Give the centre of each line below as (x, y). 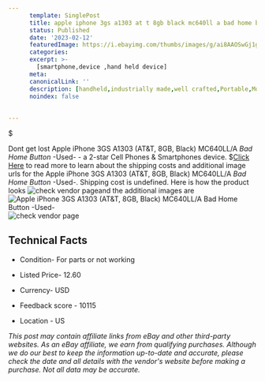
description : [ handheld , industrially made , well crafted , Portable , (140, 89)
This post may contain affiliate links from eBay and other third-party (119, 335)
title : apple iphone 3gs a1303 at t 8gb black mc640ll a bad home (140, 23)
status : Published (59, 30)
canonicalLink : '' (59, 81)
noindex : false (54, 96)
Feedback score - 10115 (58, 305)
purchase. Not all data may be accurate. (74, 369)
